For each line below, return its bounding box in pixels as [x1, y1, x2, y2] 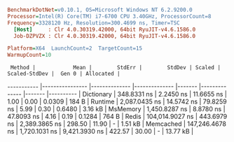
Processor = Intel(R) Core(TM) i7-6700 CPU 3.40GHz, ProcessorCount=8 [7, 13, 212, 20]
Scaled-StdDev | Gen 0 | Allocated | [7, 71, 121, 78]
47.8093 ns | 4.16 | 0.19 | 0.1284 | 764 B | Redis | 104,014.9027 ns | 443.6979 [7, 113, 228, 121]
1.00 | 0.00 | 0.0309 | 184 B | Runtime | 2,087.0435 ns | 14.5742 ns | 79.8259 [7, 97, 227, 106]
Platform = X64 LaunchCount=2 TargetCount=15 [7, 45, 142, 52]
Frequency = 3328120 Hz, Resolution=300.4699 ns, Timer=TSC [7, 19, 180, 27]
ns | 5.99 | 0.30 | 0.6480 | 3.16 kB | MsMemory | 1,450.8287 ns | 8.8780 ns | [7, 105, 226, 113]
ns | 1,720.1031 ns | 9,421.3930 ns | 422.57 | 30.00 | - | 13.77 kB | [7, 127, 194, 136]
